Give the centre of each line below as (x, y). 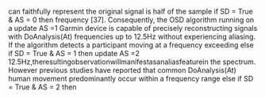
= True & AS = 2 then (42, 87)
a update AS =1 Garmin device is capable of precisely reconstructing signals (133, 28)
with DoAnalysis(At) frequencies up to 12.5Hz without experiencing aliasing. (132, 36)
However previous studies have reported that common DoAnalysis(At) (122, 70)
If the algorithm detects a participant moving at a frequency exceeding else (131, 45)
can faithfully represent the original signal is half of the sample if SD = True (131, 11)
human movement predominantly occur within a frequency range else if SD (131, 79)
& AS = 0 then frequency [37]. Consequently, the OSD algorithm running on (131, 20)
